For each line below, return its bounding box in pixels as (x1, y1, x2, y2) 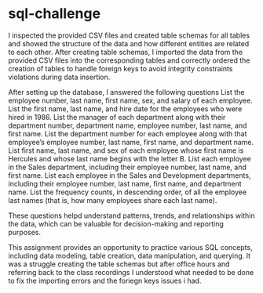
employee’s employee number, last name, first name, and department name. (8, 137, 254, 146)
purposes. (8, 227, 42, 237)
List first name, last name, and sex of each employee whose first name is (8, 146, 244, 155)
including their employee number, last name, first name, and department (8, 179, 242, 188)
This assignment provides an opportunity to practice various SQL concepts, (8, 242, 253, 251)
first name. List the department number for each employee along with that (8, 128, 247, 138)
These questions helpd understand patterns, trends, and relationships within (8, 211, 255, 220)
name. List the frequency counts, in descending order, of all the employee (8, 187, 247, 197)
